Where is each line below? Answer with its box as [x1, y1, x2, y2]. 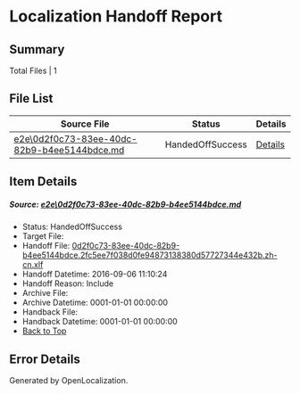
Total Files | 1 [9, 65, 57, 76]
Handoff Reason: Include [21, 278, 114, 289]
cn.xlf [21, 259, 44, 270]
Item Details [9, 174, 78, 189]
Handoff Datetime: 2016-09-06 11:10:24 [21, 269, 168, 280]
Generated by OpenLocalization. [9, 374, 129, 385]
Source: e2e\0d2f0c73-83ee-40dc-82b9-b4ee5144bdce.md [9, 199, 242, 209]
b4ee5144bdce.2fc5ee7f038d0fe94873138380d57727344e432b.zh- [21, 250, 278, 260]
